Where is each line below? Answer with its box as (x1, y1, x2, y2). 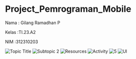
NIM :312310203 (5, 38, 38, 45)
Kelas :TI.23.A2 (5, 29, 36, 35)
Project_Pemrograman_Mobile (5, 3, 132, 15)
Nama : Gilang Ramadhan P (5, 20, 60, 26)
